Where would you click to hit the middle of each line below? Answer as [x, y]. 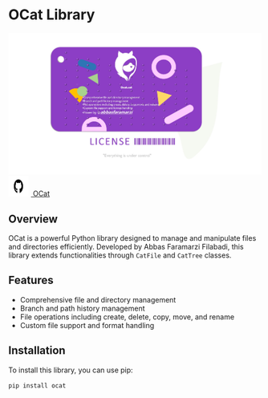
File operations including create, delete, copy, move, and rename [127, 317]
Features [31, 280]
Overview [33, 219]
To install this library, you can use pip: [71, 370]
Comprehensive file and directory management [98, 299]
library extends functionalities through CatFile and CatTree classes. [120, 255]
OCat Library [52, 15]
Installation [37, 351]
